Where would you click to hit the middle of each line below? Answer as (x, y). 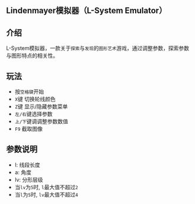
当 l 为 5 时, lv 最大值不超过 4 (46, 194)
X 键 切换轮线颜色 (35, 99)
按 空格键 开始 (29, 92)
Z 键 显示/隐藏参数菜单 (41, 106)
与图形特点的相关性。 (32, 56)
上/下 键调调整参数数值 (41, 121)
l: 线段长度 (27, 165)
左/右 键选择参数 (33, 114)
